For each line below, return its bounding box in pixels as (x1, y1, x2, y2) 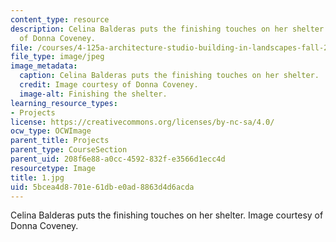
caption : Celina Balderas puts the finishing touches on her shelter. (19, 71, 320, 81)
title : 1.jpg (10, 172, 65, 183)
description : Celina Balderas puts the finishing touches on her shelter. (10, 24, 329, 34)
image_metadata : (10, 61, 78, 71)
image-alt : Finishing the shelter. (19, 89, 168, 99)
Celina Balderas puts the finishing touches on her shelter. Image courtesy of (10, 209, 324, 221)
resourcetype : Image (10, 163, 97, 173)
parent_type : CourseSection (10, 145, 128, 155)
